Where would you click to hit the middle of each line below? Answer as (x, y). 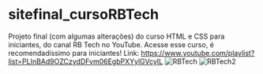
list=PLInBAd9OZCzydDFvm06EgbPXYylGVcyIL (86, 61)
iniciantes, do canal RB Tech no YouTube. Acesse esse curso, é (111, 44)
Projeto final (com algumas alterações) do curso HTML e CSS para (116, 36)
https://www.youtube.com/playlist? (198, 53)
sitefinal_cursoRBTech (84, 15)
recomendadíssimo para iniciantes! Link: (74, 53)
